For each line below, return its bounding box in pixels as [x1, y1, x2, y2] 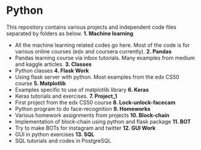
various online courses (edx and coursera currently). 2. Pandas [14, 47, 172, 55]
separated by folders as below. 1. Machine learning [6, 29, 134, 37]
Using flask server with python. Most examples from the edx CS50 [14, 73, 180, 80]
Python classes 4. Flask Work [14, 67, 89, 74]
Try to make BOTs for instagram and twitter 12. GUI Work [14, 124, 156, 131]
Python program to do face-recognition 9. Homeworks [14, 105, 151, 112]
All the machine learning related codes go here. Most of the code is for [14, 41, 190, 49]
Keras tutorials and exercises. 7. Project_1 [14, 92, 118, 100]
